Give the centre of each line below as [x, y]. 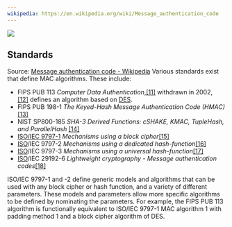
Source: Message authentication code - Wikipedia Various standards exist [113, 72]
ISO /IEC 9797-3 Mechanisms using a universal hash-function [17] [110, 151]
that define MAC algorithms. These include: [69, 79]
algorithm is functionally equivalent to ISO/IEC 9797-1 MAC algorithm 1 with [115, 209]
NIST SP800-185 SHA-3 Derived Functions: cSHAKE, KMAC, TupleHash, [121, 121]
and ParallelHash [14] [48, 129]
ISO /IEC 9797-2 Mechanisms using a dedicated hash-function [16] [111, 144]
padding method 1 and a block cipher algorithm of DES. [86, 217]
